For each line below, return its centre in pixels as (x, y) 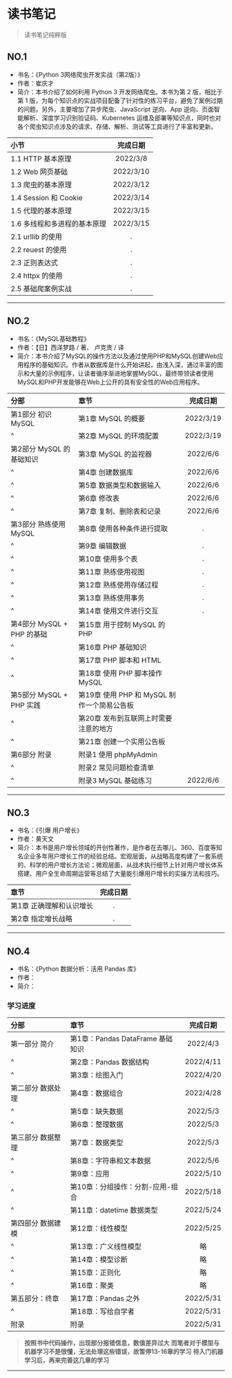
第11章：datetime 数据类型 (114, 1210)
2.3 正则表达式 (35, 263)
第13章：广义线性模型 (106, 1246)
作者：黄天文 (35, 839)
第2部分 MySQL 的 (41, 449)
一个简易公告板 (109, 705)
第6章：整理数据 (97, 1124)
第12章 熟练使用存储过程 (118, 585)
